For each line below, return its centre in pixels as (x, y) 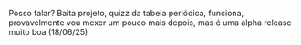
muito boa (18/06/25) (48, 32)
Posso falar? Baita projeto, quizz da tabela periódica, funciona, (126, 13)
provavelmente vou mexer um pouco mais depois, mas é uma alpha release (150, 22)
